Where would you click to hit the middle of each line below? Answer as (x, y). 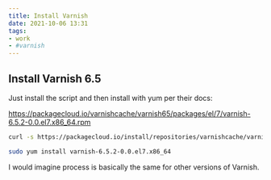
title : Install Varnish (48, 16)
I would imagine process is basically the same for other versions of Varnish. (134, 167)
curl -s (21, 137)
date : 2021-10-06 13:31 (48, 23)
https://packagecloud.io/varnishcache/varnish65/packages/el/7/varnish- (130, 113)
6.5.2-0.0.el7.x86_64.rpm (50, 122)
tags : (17, 31)
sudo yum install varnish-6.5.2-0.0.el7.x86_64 (90, 151)
